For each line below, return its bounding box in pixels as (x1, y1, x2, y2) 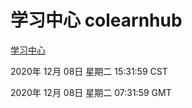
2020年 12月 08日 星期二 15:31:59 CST (10, 65, 168, 77)
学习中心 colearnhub (10, 9, 183, 32)
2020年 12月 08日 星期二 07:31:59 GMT (10, 86, 172, 98)
